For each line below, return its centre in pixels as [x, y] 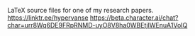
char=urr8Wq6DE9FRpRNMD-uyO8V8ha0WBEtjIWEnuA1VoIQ [97, 25]
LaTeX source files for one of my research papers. [80, 10]
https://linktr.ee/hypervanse [48, 18]
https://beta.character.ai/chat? [134, 18]
